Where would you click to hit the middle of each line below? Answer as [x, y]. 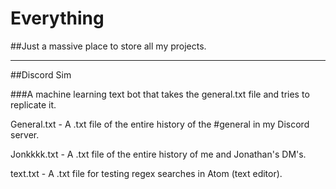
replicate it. [33, 104]
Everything [57, 18]
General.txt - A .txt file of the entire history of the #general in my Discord [160, 124]
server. [25, 134]
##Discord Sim [41, 74]
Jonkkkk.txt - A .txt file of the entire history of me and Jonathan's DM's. [158, 154]
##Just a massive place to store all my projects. [108, 46]
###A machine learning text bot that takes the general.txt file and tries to [160, 94]
